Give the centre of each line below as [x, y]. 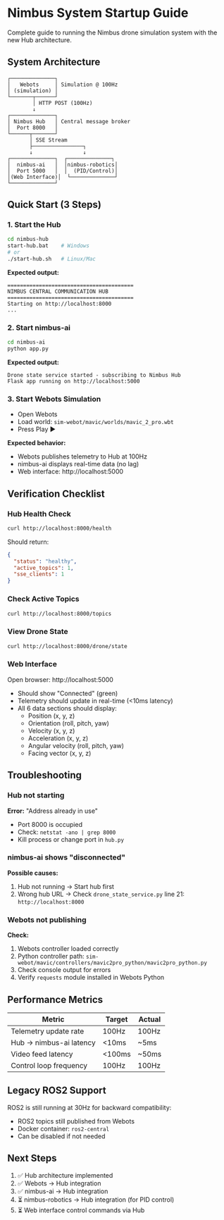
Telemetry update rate [48, 1031]
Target [117, 1019]
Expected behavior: [37, 443]
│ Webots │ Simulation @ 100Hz [63, 85]
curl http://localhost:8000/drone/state [68, 646]
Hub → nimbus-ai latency [54, 1042]
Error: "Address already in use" [53, 811]
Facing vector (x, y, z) [60, 753]
